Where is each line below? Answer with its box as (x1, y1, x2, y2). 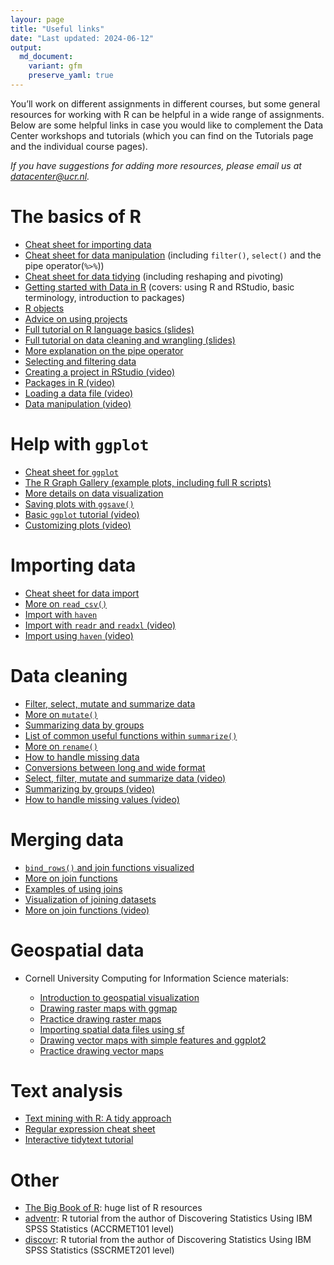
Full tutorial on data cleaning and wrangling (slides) (24, 334, 236, 346)
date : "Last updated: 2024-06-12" (10, 33, 155, 43)
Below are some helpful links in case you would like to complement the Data (10, 119, 324, 131)
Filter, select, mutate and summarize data (24, 697, 196, 710)
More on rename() (24, 740, 98, 752)
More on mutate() (24, 708, 98, 720)
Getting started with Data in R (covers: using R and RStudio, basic (24, 281, 295, 293)
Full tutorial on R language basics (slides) (24, 323, 195, 335)
